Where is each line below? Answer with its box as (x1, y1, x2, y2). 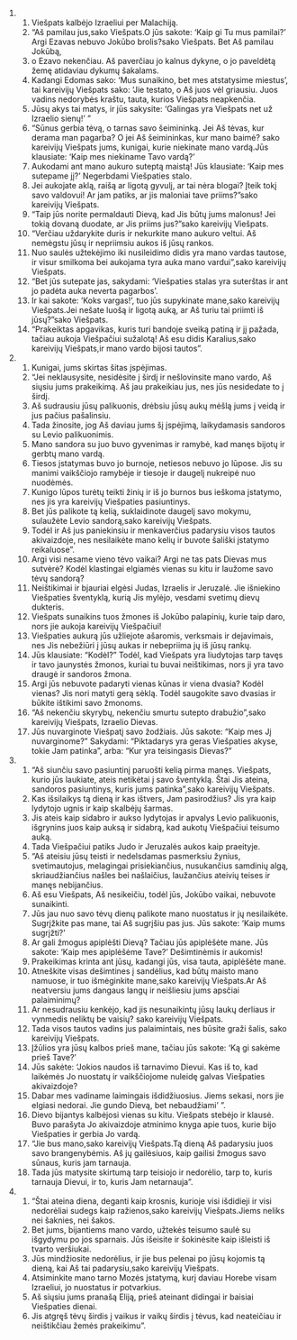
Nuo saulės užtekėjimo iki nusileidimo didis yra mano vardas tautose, (31, 247, 287, 258)
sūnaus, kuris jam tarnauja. (31, 1158, 132, 1168)
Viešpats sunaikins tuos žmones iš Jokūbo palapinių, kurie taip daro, (31, 611, 285, 621)
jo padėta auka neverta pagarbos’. (31, 286, 158, 296)
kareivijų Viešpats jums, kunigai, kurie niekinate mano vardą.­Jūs (31, 142, 269, 152)
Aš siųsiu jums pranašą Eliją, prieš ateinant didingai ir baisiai (31, 1291, 254, 1302)
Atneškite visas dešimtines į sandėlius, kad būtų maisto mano (31, 966, 259, 977)
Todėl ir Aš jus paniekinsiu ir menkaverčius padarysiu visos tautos (31, 525, 276, 536)
